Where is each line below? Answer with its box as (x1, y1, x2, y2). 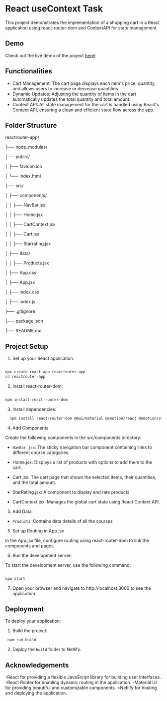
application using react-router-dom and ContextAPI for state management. (5, 24, 158, 30)
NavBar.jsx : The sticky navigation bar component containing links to (12, 444, 153, 450)
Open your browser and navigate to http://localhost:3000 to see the (12, 585, 151, 591)
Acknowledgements (5, 661, 69, 669)
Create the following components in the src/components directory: (5, 435, 142, 441)
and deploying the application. (5, 690, 67, 696)
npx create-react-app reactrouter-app (5, 370, 85, 375)
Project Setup (5, 342, 49, 351)
